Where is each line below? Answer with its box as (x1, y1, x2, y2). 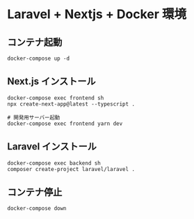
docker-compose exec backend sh (7, 159, 101, 167)
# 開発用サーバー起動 (7, 114, 60, 121)
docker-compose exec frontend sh (7, 95, 104, 102)
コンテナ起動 (7, 36, 63, 48)
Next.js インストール (7, 76, 96, 88)
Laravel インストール (7, 140, 97, 153)
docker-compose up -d (7, 55, 70, 62)
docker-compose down (7, 205, 67, 212)
